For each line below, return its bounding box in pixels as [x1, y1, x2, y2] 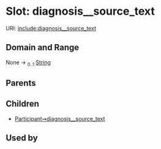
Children [6, 99, 39, 109]
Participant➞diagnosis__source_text [14, 115, 105, 122]
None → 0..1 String [6, 58, 51, 67]
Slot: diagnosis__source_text [6, 4, 155, 18]
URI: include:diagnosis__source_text [6, 25, 96, 32]
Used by [6, 133, 38, 143]
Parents [6, 78, 36, 88]
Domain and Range [6, 42, 80, 53]
